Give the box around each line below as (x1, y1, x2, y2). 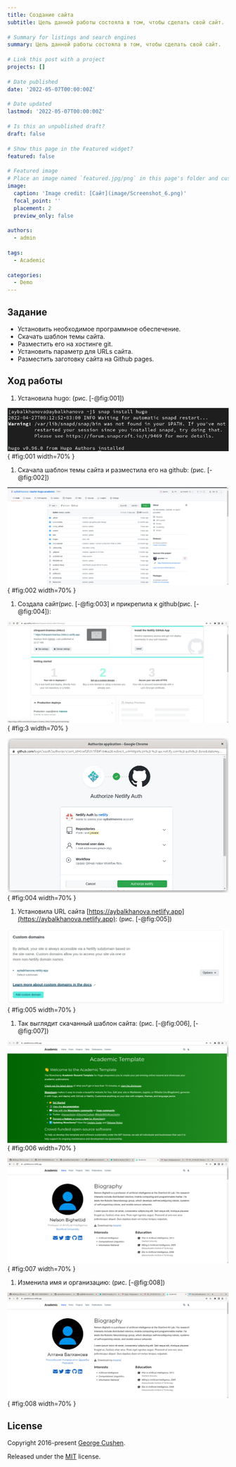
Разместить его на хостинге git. (17, 339, 113, 348)
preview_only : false (13, 212, 74, 219)
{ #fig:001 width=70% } (7, 452, 75, 461)
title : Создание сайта (7, 11, 74, 18)
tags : (7, 249, 23, 257)
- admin (13, 235, 37, 242)
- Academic (13, 257, 46, 264)
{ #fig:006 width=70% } (7, 1143, 77, 1152)
